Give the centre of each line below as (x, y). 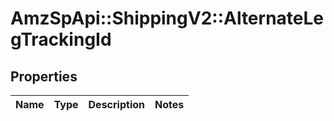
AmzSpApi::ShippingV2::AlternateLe (167, 18)
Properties (44, 76)
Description (116, 104)
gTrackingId (61, 39)
